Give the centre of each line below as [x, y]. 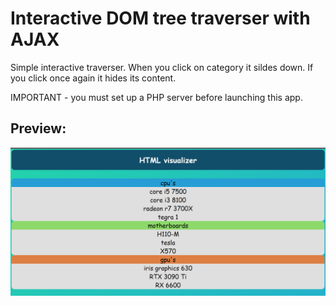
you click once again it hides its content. [93, 78]
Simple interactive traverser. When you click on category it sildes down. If [162, 67]
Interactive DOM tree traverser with [160, 18]
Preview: [38, 128]
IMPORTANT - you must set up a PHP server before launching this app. [156, 97]
